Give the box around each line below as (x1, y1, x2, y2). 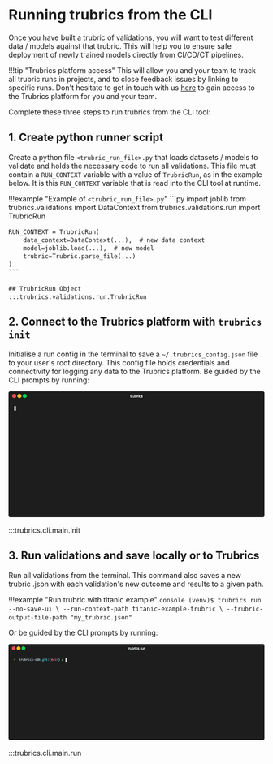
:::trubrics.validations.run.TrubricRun (8, 292, 148, 301)
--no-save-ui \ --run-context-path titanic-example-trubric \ (8, 605, 223, 613)
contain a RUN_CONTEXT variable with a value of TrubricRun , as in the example (8, 169, 262, 179)
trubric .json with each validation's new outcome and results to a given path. (8, 579, 264, 589)
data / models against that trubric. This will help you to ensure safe (8, 41, 232, 50)
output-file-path (8, 613, 67, 622)
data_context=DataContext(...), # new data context (23, 235, 206, 244)
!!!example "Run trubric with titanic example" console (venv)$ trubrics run (8, 594, 262, 604)
